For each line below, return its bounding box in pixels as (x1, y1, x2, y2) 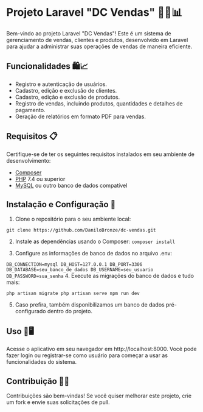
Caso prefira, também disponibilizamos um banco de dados (15, 301, 165, 308)
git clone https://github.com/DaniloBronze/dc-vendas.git (6, 227, 156, 233)
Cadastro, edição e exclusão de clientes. (15, 87, 117, 94)
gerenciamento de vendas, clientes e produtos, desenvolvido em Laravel (6, 36, 188, 43)
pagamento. (15, 106, 46, 113)
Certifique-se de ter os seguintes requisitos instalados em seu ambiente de (6, 151, 195, 158)
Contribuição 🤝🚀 (6, 376, 70, 386)
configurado (15, 308, 46, 315)
